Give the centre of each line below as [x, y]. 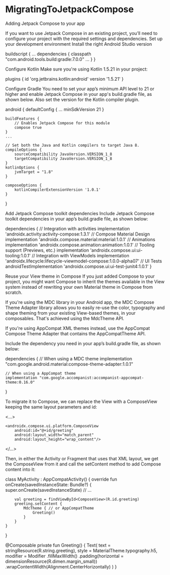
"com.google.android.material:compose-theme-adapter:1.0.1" [69, 364]
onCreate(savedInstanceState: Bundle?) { [48, 484]
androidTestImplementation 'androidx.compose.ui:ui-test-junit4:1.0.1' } [79, 266]
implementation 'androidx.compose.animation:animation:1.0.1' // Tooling [80, 245]
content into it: [20, 469]
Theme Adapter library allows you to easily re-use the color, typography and [85, 308]
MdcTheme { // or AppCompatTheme [59, 508]
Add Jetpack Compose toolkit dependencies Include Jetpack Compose [80, 213]
